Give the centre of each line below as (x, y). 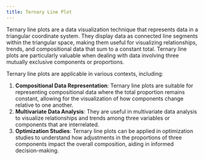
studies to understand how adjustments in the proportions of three (98, 137)
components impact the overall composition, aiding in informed (94, 144)
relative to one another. (44, 105)
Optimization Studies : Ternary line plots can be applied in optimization (104, 131)
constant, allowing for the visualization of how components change (99, 98)
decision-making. (37, 150)
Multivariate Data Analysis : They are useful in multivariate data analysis (106, 111)
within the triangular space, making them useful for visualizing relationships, (102, 42)
